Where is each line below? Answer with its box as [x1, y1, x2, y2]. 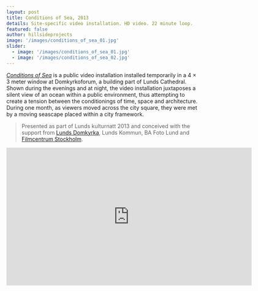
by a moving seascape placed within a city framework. [6, 110, 144, 118]
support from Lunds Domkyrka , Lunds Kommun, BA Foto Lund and [21, 129, 190, 136]
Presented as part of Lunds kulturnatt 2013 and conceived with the [21, 122, 191, 129]
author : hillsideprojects [6, 32, 72, 38]
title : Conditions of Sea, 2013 [6, 15, 89, 21]
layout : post [6, 9, 40, 15]
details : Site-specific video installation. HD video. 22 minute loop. [6, 20, 193, 26]
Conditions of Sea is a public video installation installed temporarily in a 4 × [6, 71, 197, 78]
